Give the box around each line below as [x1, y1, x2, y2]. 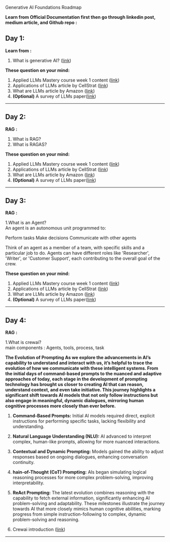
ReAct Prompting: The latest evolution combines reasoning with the [12, 490, 155, 496]
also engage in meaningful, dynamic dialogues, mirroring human [5, 398, 144, 404]
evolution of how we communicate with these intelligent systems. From [5, 365, 158, 371]
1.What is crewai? [5, 339, 41, 345]
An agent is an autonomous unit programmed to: [5, 225, 106, 231]
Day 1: [5, 34, 25, 43]
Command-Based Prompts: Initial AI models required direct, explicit [12, 413, 155, 419]
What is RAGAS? [12, 141, 47, 147]
